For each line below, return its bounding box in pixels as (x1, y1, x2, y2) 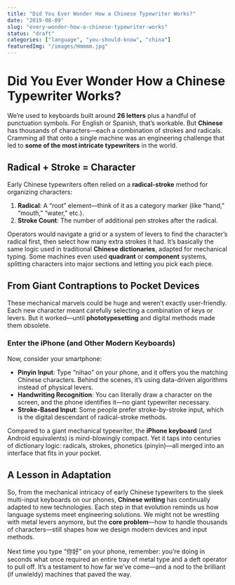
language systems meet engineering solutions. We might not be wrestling (7, 510, 220, 518)
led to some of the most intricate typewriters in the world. (7, 141, 177, 150)
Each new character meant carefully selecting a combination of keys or (7, 306, 213, 315)
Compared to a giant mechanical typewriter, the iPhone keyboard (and (7, 426, 212, 435)
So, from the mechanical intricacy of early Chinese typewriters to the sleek (7, 487, 224, 496)
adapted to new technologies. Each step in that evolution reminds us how (7, 503, 219, 511)
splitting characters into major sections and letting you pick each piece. (7, 259, 214, 268)
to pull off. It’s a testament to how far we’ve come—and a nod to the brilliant (7, 563, 226, 571)
